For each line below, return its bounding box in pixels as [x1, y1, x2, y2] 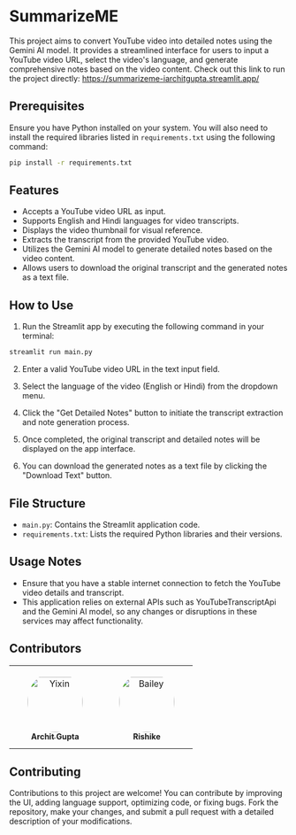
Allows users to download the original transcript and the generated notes [21, 263, 288, 274]
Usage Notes [9, 554, 82, 569]
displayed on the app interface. [21, 444, 136, 454]
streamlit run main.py [9, 348, 93, 357]
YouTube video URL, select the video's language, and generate [9, 54, 239, 65]
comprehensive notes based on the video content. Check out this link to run [9, 64, 285, 74]
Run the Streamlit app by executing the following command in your [21, 321, 265, 332]
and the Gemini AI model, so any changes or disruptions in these [21, 606, 258, 616]
